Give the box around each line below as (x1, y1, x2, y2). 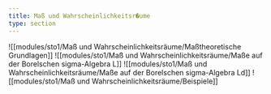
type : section (8, 19, 57, 28)
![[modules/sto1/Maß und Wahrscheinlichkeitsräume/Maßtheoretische (8, 41, 242, 51)
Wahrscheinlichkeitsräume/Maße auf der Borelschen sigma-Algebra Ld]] (8, 67, 251, 77)
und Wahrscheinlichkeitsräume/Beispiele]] (76, 76, 218, 86)
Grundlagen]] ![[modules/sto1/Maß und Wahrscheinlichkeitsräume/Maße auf (8, 50, 263, 60)
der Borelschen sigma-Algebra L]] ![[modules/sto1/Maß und (8, 58, 208, 69)
